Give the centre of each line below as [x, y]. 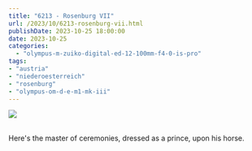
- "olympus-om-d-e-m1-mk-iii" [60, 91]
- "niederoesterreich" [47, 76]
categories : [28, 46]
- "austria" [28, 69]
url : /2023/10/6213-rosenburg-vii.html [76, 24]
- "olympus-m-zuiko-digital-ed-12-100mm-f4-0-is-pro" [109, 54]
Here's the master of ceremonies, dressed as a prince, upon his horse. [127, 138]
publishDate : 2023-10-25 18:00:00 [67, 31]
